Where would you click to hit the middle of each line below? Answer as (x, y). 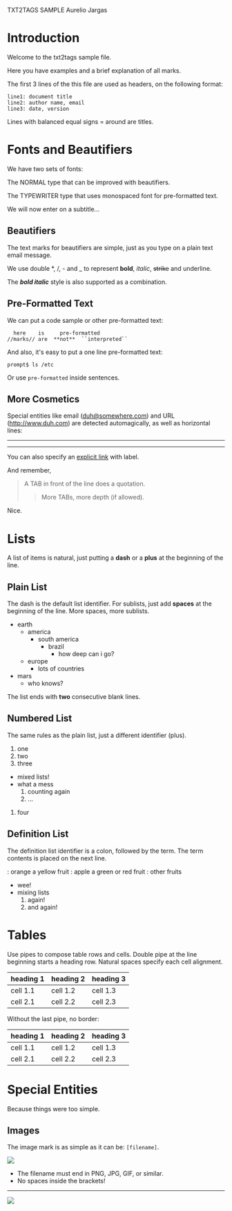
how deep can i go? (86, 654)
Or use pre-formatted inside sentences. (64, 378)
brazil (56, 646)
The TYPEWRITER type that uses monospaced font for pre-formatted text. (113, 195)
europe (38, 662)
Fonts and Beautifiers (70, 150)
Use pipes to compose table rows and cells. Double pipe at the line (102, 954)
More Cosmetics (43, 399)
